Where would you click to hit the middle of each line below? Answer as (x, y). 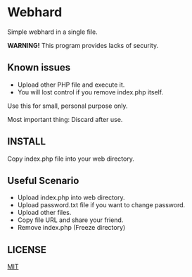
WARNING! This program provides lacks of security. (83, 45)
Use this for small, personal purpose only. (68, 106)
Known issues (39, 68)
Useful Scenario (43, 180)
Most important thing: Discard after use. (65, 119)
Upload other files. (44, 213)
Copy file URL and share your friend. (70, 220)
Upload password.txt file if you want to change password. (101, 205)
